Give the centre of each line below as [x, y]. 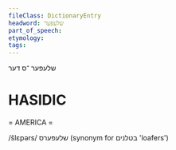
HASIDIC [37, 100]
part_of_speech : [35, 30]
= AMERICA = [31, 122]
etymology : [26, 38]
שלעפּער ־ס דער [32, 68]
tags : [17, 45]
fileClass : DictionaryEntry [55, 16]
